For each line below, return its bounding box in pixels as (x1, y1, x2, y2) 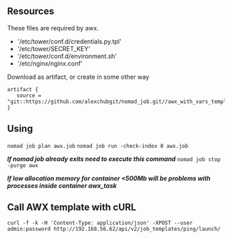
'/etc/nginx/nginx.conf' (17, 59, 83, 68)
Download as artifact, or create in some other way (7, 73, 150, 81)
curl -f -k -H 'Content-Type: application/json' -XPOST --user (7, 220, 193, 227)
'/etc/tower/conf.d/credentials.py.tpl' (17, 37, 122, 46)
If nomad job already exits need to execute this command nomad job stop (7, 155, 221, 163)
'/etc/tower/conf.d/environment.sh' (17, 52, 117, 60)
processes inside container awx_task (7, 181, 117, 189)
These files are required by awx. (7, 23, 99, 32)
